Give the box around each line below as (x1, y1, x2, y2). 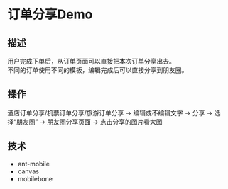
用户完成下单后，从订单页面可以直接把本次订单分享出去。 (7, 57, 175, 65)
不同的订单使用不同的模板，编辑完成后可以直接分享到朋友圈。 (7, 66, 188, 74)
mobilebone (17, 174, 53, 183)
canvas (17, 167, 39, 176)
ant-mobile (17, 159, 50, 168)
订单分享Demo (7, 6, 93, 23)
